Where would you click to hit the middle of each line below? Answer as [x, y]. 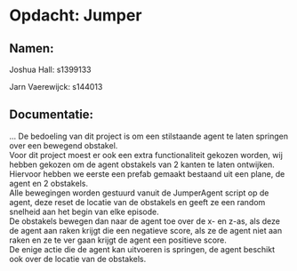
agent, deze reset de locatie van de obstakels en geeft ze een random [137, 202]
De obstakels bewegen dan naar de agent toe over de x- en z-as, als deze [144, 221]
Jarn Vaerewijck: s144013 [56, 87]
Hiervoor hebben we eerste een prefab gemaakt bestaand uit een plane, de [147, 173]
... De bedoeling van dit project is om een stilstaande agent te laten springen [149, 136]
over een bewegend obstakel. [64, 145]
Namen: [32, 48]
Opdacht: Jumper [76, 16]
